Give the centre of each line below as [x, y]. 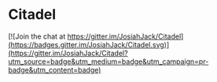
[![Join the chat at [37, 36]
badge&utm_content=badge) [55, 69]
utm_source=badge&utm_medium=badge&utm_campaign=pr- [108, 61]
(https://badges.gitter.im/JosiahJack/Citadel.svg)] [89, 44]
